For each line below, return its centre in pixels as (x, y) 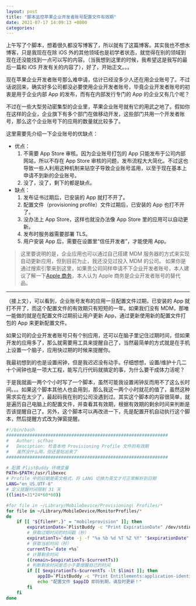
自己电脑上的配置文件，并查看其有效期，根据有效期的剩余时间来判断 (103, 404)
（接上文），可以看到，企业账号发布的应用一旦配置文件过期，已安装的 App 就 (98, 301)
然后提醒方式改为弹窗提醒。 (49, 419)
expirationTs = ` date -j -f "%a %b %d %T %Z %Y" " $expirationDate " (108, 538)
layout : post (22, 11)
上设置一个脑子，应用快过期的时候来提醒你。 (60, 350)
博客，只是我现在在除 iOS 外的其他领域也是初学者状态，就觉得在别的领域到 (96, 53)
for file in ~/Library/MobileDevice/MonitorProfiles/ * (74, 511)
